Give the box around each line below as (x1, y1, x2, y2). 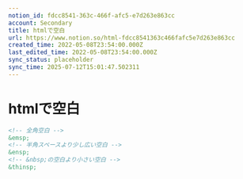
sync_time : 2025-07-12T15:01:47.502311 (8, 63, 140, 71)
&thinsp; (8, 163, 37, 171)
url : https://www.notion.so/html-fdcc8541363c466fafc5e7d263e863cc (8, 33, 236, 42)
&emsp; (8, 134, 30, 142)
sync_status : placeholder (8, 56, 93, 64)
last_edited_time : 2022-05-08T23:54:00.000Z (8, 48, 158, 56)
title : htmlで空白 (8, 26, 66, 34)
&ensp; (8, 148, 30, 157)
